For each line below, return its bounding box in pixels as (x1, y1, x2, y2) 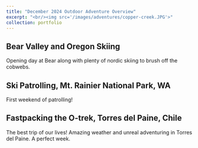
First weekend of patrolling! (6, 96, 73, 103)
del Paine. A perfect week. (6, 135, 71, 142)
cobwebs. (6, 63, 31, 71)
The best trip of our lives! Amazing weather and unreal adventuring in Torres (6, 129, 193, 136)
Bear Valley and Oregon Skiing (6, 41, 121, 51)
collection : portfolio (6, 19, 62, 25)
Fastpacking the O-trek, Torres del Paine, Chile (6, 113, 182, 123)
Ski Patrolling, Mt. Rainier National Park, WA (6, 80, 171, 90)
